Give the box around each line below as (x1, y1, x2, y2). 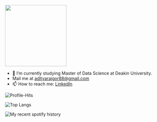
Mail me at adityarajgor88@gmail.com (12, 75, 89, 81)
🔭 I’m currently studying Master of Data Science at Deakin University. (12, 71, 152, 76)
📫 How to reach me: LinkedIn (12, 81, 73, 87)
